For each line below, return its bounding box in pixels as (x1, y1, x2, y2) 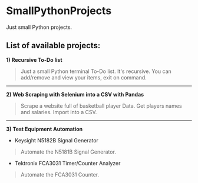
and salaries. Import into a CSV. (20, 108, 97, 115)
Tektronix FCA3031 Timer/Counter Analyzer (14, 159, 121, 167)
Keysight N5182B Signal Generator (14, 137, 99, 144)
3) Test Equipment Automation (6, 125, 83, 132)
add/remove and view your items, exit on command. (20, 74, 147, 81)
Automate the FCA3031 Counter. (20, 171, 100, 178)
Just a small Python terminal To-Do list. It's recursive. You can (20, 68, 172, 75)
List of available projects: (6, 41, 101, 51)
